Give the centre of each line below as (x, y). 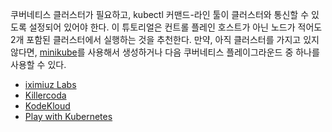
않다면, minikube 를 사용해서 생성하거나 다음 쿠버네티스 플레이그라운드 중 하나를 (165, 52)
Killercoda (45, 95)
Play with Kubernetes (68, 116)
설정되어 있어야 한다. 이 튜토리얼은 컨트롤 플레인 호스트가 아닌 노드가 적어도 (175, 27)
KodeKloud (47, 106)
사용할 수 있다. (38, 64)
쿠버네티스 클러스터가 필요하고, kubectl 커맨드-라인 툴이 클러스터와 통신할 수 (160, 14)
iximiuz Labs (50, 84)
